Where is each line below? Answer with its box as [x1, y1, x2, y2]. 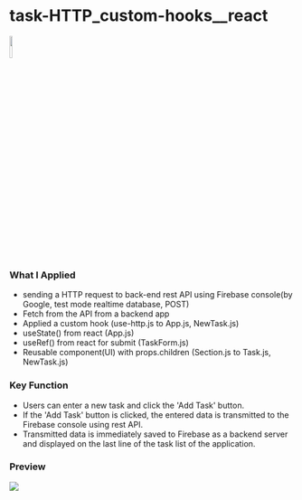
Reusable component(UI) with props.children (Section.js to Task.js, [22, 347, 271, 358]
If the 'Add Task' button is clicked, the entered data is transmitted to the [22, 409, 289, 420]
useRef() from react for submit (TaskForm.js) [22, 337, 190, 348]
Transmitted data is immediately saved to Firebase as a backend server [22, 429, 288, 439]
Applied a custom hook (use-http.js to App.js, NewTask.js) [22, 318, 240, 329]
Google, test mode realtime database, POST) [22, 299, 190, 310]
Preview [9, 460, 46, 473]
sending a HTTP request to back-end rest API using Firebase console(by [22, 289, 293, 300]
